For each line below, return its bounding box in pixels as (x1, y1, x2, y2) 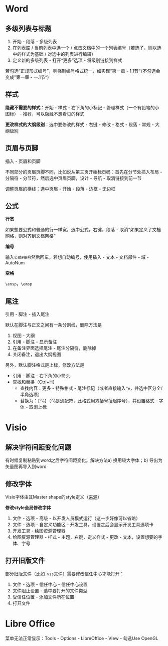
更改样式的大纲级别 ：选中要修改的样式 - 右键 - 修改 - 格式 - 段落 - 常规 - (5, 121, 154, 127)
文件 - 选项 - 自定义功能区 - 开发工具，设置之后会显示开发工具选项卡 (12, 522, 154, 528)
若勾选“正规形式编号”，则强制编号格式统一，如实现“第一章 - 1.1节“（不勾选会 (5, 68, 160, 74)
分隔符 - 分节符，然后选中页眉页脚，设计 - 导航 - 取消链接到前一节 (5, 175, 142, 181)
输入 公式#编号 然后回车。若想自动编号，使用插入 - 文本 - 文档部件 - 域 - (5, 254, 149, 260)
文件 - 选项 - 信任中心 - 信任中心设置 (12, 581, 88, 587)
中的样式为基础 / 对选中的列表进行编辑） (12, 51, 96, 57)
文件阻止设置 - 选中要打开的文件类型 (12, 587, 88, 593)
